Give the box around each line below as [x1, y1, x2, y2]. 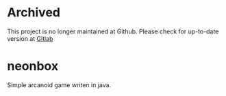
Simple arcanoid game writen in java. [7, 80, 112, 89]
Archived [7, 5, 60, 20]
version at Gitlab [7, 34, 53, 42]
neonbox [7, 59, 59, 74]
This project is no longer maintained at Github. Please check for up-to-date [7, 27, 219, 35]
